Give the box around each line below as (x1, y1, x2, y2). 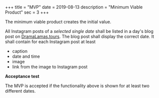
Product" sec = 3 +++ (5, 9, 49, 15)
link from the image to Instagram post (12, 64, 88, 70)
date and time (12, 53, 40, 59)
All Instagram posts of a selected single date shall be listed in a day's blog (5, 28, 154, 34)
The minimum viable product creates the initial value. (5, 19, 111, 24)
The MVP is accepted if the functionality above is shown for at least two (5, 83, 150, 89)
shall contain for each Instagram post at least (5, 39, 96, 45)
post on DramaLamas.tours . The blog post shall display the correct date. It (5, 34, 155, 39)
